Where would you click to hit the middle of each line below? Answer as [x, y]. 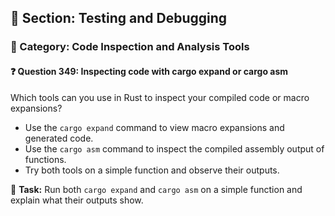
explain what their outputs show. [77, 200]
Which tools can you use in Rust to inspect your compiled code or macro [160, 97]
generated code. [59, 138]
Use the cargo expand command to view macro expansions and [154, 127]
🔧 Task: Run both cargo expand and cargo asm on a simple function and [156, 189]
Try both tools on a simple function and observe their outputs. [152, 170]
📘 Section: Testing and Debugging [119, 18]
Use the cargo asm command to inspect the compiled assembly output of [174, 148]
